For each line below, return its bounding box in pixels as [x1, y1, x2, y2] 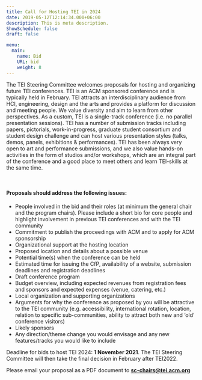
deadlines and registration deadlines [14, 266, 106, 274]
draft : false [6, 31, 39, 37]
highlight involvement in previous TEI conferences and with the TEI [14, 215, 180, 222]
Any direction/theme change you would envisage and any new [14, 330, 170, 337]
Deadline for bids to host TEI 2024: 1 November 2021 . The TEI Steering [6, 348, 183, 355]
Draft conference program [14, 273, 80, 280]
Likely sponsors [14, 324, 54, 331]
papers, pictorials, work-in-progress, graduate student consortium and [6, 126, 182, 133]
